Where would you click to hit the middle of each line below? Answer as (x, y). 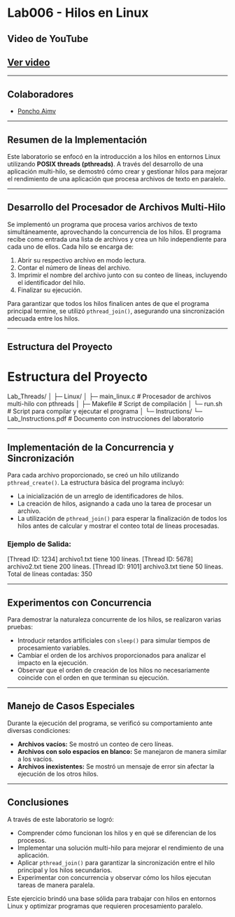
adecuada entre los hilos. (44, 318)
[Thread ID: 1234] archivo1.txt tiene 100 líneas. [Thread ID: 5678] (100, 559)
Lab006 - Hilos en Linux (78, 13)
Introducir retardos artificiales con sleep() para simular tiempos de (114, 640)
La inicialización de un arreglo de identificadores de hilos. (100, 496)
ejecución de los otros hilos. (58, 773)
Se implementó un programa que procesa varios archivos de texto (102, 224)
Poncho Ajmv (36, 111)
